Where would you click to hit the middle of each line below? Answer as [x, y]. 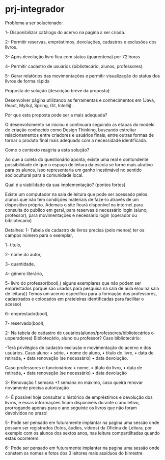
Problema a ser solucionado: [34, 23]
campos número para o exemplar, [39, 235]
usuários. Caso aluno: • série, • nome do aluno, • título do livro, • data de [79, 353]
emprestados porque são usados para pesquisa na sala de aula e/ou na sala [82, 288]
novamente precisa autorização [37, 387]
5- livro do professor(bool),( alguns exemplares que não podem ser [73, 283]
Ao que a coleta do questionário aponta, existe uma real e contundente [77, 159]
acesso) [13, 304]
